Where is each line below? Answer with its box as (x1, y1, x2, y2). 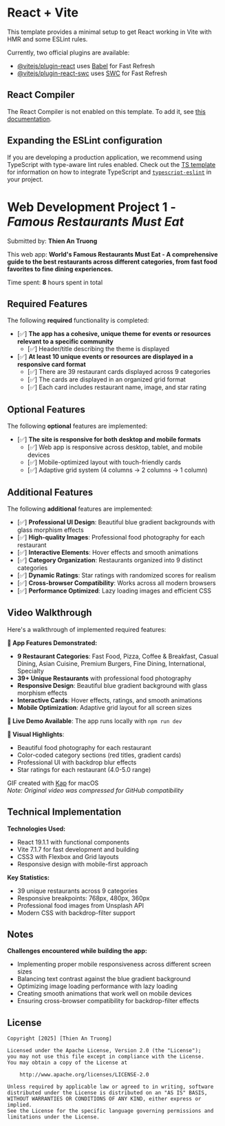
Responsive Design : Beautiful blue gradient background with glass (17, 681, 208, 689)
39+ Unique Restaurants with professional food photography (17, 674, 192, 682)
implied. (7, 1102, 32, 1109)
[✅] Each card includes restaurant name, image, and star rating (27, 383, 206, 391)
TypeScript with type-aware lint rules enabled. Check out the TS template (7, 160, 216, 168)
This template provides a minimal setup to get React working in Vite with (7, 28, 212, 36)
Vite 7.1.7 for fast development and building (17, 845, 139, 853)
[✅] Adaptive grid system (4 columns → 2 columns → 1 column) (27, 466, 208, 474)
